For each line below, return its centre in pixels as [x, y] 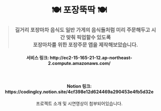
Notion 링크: [79, 86]
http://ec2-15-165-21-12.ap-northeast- [91, 57]
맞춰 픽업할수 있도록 [88, 38]
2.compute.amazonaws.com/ [79, 63]
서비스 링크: [38, 57]
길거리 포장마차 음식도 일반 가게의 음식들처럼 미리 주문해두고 [82, 30]
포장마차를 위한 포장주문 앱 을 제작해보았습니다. [85, 45]
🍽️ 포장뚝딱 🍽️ [79, 10]
